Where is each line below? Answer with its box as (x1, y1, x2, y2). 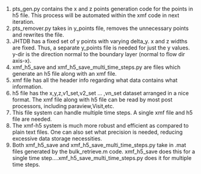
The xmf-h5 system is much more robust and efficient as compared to (12, 122, 189, 129)
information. (12, 83, 43, 90)
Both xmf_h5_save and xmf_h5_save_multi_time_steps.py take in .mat (12, 142, 186, 148)
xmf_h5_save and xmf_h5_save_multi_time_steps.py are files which (12, 63, 181, 71)
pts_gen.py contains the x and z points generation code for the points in (12, 5, 194, 12)
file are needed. (12, 115, 52, 123)
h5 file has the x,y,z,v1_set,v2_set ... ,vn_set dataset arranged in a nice (12, 90, 189, 96)
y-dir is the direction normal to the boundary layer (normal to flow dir (12, 51, 185, 57)
